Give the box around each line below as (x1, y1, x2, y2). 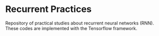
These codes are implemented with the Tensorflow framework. (5, 25, 138, 31)
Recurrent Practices (5, 3, 92, 15)
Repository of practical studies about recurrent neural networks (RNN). (5, 20, 154, 26)
